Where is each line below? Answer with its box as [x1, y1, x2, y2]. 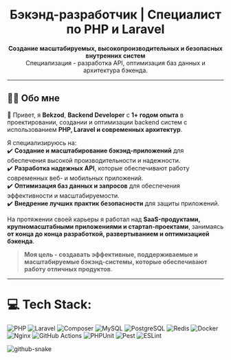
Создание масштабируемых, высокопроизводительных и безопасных [8, 44, 223, 52]
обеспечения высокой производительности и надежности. [7, 156, 181, 164]
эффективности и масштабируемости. [7, 191, 120, 199]
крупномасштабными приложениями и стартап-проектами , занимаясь [7, 222, 224, 230]
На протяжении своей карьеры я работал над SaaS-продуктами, [7, 215, 201, 223]
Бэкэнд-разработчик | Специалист [9, 7, 222, 23]
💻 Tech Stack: [7, 296, 92, 312]
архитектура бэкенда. [83, 66, 148, 74]
